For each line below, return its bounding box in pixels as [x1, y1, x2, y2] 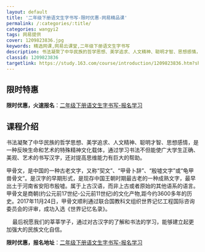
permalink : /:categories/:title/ [6, 20, 92, 26]
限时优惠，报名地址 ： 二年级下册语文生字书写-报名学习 [6, 239, 143, 246]
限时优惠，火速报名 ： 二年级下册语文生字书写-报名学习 [6, 102, 143, 109]
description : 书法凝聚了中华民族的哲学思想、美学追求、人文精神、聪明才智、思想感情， [6, 49, 201, 55]
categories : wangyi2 [6, 26, 59, 32]
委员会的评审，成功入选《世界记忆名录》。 [6, 206, 111, 213]
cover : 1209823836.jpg [6, 37, 64, 43]
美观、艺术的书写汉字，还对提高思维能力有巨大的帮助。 [6, 154, 145, 161]
